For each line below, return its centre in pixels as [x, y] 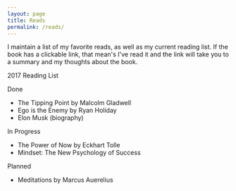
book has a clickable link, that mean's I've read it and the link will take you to [118, 54]
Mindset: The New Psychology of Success [79, 153]
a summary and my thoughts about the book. [73, 62]
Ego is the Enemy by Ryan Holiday [67, 111]
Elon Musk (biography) [50, 118]
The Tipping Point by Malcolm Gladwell [74, 103]
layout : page [26, 14]
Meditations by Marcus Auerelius [66, 180]
